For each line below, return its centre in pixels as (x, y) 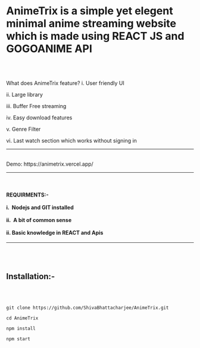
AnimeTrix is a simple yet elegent (90, 11)
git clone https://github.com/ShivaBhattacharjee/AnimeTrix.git (87, 308)
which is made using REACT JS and (95, 36)
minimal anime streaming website (91, 23)
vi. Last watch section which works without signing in (71, 140)
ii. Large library (25, 94)
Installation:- (31, 276)
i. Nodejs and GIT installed (40, 207)
